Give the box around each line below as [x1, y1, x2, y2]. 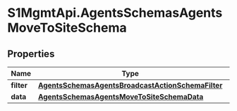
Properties [7, 48, 55, 60]
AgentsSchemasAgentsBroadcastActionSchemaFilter [37, 81, 223, 90]
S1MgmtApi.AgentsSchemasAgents [7, 5, 223, 21]
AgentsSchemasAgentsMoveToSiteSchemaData [37, 92, 204, 101]
